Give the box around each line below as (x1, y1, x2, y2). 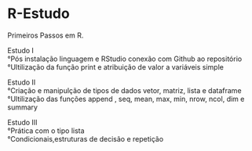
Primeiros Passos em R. (7, 31, 84, 40)
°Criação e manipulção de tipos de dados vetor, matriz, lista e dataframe (7, 85, 242, 95)
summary (7, 102, 38, 112)
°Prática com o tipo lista (7, 126, 85, 135)
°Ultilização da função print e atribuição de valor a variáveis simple (7, 62, 225, 71)
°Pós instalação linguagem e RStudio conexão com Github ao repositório (7, 54, 243, 63)
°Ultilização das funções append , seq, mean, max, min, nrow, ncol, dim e (7, 94, 245, 103)
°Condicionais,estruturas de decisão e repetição (7, 134, 164, 143)
